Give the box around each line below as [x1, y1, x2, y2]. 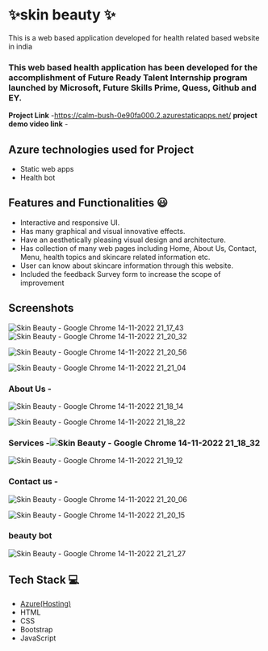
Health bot [19, 172, 56, 183]
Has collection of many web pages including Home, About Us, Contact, [19, 243, 257, 253]
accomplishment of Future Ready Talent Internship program [8, 71, 248, 83]
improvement [19, 278, 65, 287]
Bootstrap [19, 624, 53, 634]
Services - [8, 437, 50, 449]
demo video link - [8, 119, 69, 129]
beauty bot [8, 530, 52, 542]
